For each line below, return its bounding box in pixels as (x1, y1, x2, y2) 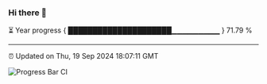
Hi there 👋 (8, 7, 48, 18)
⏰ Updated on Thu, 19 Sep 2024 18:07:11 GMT (8, 52, 159, 61)
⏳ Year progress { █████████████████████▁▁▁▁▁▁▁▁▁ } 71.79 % (8, 25, 253, 35)
